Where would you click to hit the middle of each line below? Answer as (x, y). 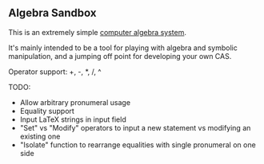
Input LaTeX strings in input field (73, 119)
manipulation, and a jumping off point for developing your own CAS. (120, 56)
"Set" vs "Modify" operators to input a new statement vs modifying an (135, 127)
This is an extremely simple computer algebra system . (97, 32)
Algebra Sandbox (52, 13)
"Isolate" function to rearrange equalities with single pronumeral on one (138, 144)
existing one (40, 136)
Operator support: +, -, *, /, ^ (55, 72)
